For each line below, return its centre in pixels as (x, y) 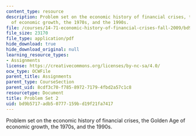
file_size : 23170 (27, 33)
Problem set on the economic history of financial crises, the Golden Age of (96, 120)
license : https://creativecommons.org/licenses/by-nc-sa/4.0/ (83, 66)
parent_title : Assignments (39, 76)
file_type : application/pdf (40, 39)
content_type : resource (35, 11)
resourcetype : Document (35, 93)
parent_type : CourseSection (40, 82)
